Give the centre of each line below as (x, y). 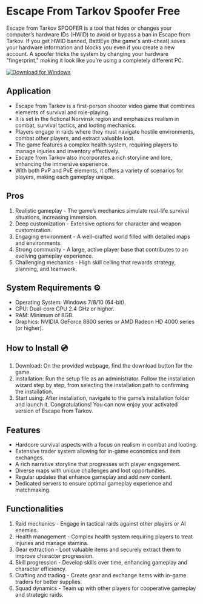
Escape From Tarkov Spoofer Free (93, 11)
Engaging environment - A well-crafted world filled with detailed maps (103, 236)
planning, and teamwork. (46, 269)
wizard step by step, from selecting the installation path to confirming (102, 385)
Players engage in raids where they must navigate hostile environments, (105, 131)
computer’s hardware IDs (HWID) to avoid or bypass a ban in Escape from (98, 34)
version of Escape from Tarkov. (54, 411)
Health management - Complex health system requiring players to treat (104, 537)
